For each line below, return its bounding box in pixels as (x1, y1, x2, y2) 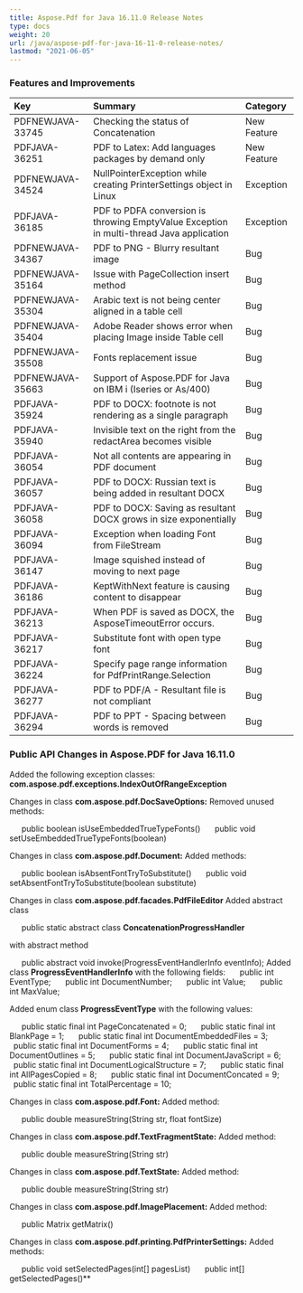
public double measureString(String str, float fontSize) (21, 1113, 223, 1124)
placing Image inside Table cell (93, 331, 224, 344)
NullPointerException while (93, 167, 207, 180)
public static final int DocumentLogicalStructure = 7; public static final (13, 1059, 284, 1070)
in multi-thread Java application (93, 227, 230, 240)
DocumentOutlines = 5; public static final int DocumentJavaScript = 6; (9, 1050, 281, 1061)
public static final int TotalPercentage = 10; (13, 1078, 172, 1090)
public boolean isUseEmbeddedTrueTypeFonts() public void (21, 823, 256, 834)
